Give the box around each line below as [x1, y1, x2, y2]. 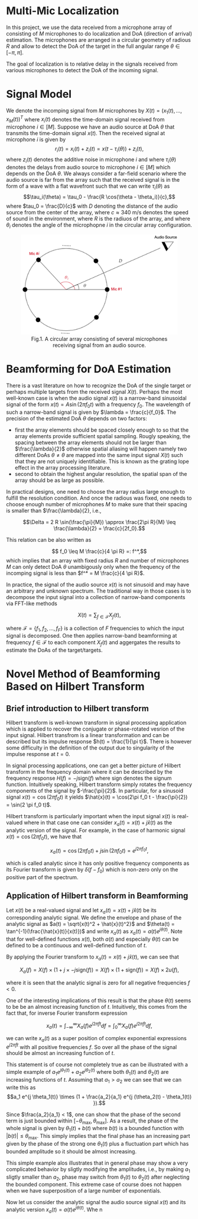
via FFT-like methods [6, 600, 57, 607]
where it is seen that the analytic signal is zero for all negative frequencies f [6, 979, 190, 986]
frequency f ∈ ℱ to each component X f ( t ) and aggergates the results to [6, 639, 181, 648]
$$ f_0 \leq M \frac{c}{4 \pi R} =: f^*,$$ [51, 548, 147, 555]
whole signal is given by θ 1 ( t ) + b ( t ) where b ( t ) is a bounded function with [6, 1125, 184, 1133]
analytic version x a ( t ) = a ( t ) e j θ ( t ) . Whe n [6, 1205, 103, 1214]
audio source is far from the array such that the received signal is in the [6, 176, 180, 183]
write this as [6, 1083, 36, 1091]
